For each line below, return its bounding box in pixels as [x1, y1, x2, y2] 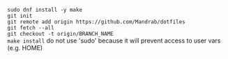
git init [7, 12, 33, 19]
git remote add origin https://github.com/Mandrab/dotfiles [7, 19, 186, 25]
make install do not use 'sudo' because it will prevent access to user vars [7, 36, 221, 45]
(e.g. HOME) [7, 44, 43, 51]
